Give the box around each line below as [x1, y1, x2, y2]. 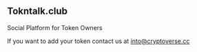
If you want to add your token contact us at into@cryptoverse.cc [7, 37, 190, 45]
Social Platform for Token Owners [7, 23, 103, 31]
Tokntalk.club [7, 5, 68, 17]
